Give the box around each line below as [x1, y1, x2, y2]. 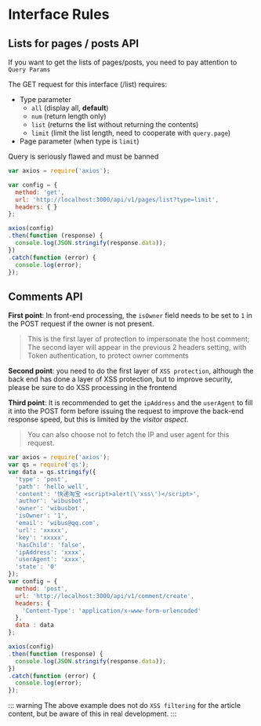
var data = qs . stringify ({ [8, 468, 96, 476]
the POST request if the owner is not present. [8, 319, 154, 329]
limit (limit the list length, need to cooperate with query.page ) [31, 128, 231, 137]
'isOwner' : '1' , [15, 512, 68, 520]
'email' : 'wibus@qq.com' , [15, 520, 100, 527]
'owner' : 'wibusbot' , [15, 505, 86, 513]
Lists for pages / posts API [8, 37, 140, 50]
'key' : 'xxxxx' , [15, 534, 68, 542]
